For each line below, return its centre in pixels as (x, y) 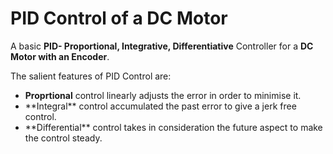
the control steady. (63, 138)
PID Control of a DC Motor (119, 18)
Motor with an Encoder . (60, 56)
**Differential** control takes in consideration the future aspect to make (173, 127)
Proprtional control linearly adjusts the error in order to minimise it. (163, 95)
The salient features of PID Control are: (91, 76)
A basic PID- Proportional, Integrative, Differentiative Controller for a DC (162, 46)
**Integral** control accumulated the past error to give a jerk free (160, 106)
